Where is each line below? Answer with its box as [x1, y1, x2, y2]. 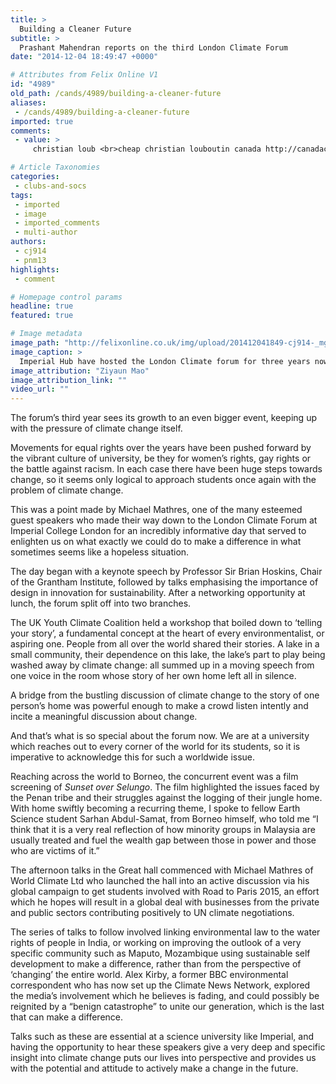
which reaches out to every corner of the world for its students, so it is [10, 741, 301, 753]
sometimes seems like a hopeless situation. [10, 546, 190, 558]
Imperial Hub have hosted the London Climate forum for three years [19, 356, 311, 366]
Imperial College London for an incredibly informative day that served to [10, 525, 307, 537]
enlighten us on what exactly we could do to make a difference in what [10, 536, 302, 548]
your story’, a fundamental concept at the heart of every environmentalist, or [10, 627, 325, 640]
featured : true [10, 311, 74, 321]
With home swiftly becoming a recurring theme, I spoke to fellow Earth [10, 802, 301, 815]
